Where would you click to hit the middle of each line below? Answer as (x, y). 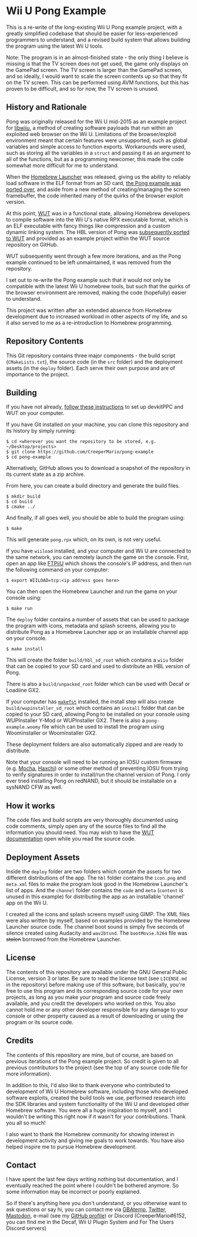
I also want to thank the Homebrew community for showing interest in (90, 1134)
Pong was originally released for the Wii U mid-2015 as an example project (96, 121)
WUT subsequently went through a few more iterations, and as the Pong (94, 256)
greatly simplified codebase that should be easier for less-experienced (92, 33)
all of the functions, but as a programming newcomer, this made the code (95, 159)
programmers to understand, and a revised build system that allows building (98, 40)
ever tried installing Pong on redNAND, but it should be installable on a (91, 781)
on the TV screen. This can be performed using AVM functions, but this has (98, 82)
